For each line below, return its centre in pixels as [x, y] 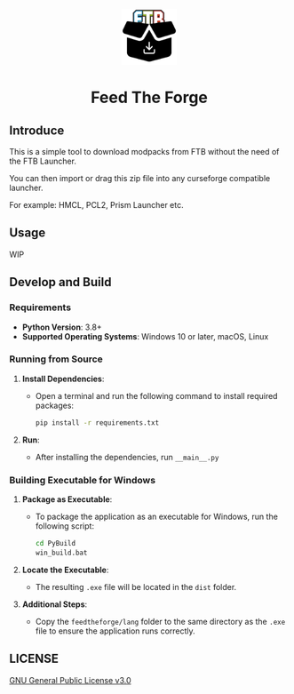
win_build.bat [61, 553]
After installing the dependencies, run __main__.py [127, 457]
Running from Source [56, 359]
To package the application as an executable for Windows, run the [156, 516]
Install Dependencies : [63, 379]
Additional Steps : [55, 604]
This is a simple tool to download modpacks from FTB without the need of [144, 152]
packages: [54, 405]
